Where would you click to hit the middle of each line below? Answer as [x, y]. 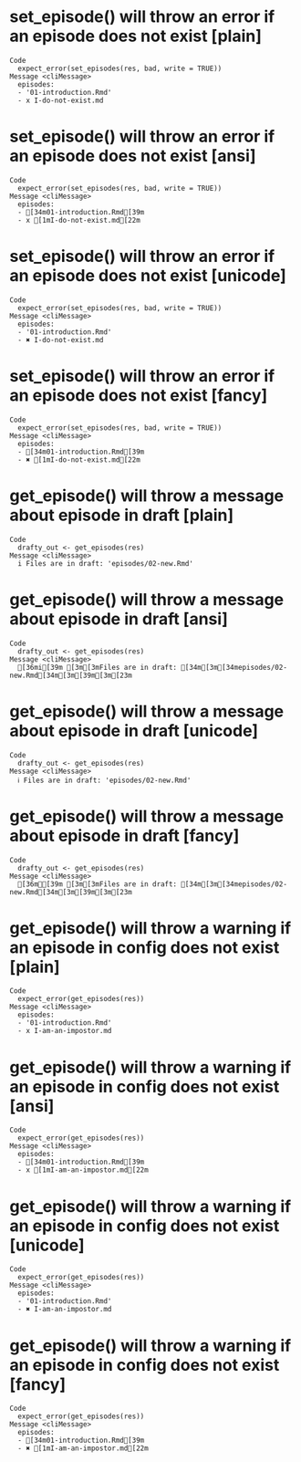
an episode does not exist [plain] [135, 36]
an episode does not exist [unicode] [148, 276]
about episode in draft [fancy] [125, 835]
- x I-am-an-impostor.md [65, 1031]
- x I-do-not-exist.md [61, 100]
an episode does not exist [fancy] [139, 395]
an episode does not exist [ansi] [133, 156]
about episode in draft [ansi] [119, 619]
